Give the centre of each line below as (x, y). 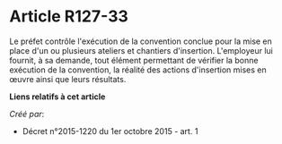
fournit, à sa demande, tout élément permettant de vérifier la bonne (134, 60)
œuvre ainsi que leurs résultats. (68, 79)
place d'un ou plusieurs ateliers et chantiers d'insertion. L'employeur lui (141, 50)
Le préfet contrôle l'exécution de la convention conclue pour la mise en (141, 41)
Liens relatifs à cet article (57, 97)
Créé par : (27, 114)
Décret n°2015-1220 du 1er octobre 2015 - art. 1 (110, 131)
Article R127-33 (69, 17)
